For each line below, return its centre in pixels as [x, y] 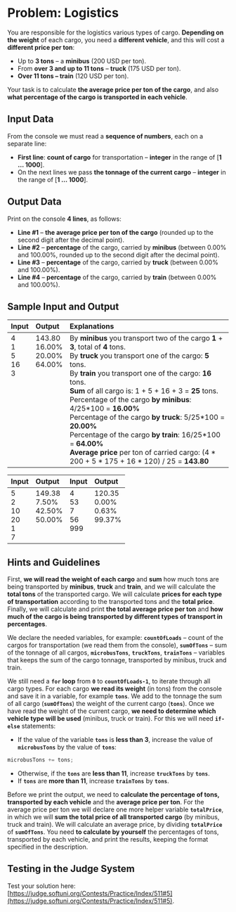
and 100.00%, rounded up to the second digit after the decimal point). [118, 255]
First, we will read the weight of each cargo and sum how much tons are [113, 579]
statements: [39, 726]
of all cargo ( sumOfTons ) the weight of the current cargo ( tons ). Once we [111, 704]
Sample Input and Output [63, 306]
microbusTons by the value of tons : [67, 747]
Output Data [34, 202]
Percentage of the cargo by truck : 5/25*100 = [147, 418]
